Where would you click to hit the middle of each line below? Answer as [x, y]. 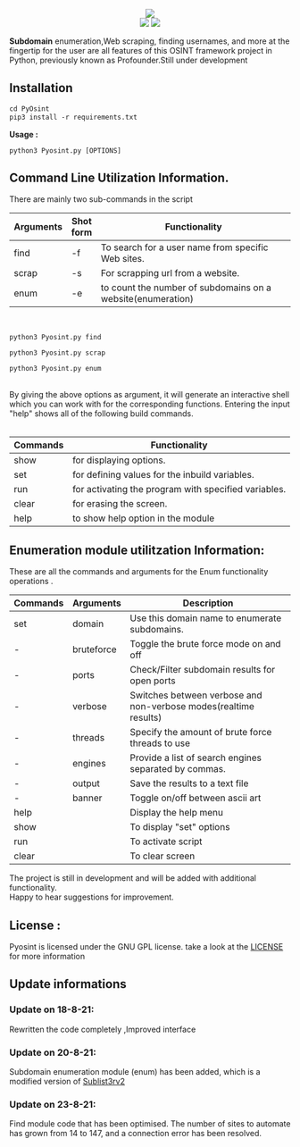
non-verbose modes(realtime [192, 707]
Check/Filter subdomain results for [203, 670]
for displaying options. [119, 460]
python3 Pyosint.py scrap [57, 353]
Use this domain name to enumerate [206, 618]
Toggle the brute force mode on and [205, 644]
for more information [47, 956]
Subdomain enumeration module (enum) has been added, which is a [135, 1071]
